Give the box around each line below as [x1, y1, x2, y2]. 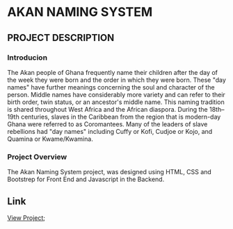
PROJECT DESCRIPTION [7, 32, 115, 44]
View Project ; [7, 213, 46, 222]
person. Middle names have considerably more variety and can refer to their [7, 90, 226, 99]
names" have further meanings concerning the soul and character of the [7, 83, 215, 91]
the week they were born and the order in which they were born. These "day [7, 76, 226, 84]
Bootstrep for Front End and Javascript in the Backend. [7, 175, 165, 184]
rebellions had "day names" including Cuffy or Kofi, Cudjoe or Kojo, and [7, 127, 213, 135]
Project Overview [7, 152, 67, 162]
